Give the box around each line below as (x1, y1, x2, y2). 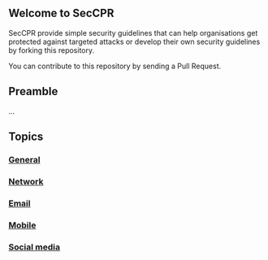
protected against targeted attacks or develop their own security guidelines (8, 37, 261, 46)
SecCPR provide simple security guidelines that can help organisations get (8, 28, 258, 37)
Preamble (8, 84, 58, 98)
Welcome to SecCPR (8, 6, 115, 20)
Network (8, 175, 44, 187)
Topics (8, 130, 44, 144)
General (8, 154, 41, 165)
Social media (8, 241, 61, 253)
